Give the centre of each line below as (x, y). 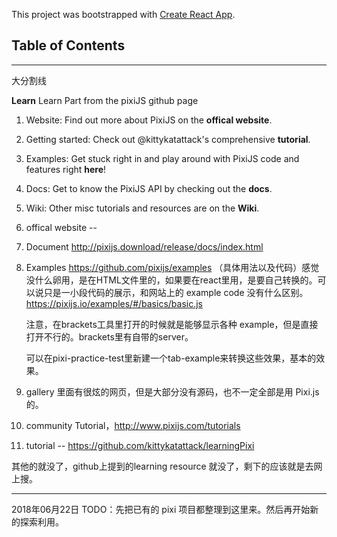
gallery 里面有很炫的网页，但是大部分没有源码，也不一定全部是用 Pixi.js (172, 391)
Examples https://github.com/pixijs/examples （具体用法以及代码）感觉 (172, 267)
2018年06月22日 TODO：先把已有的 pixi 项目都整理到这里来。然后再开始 (161, 509)
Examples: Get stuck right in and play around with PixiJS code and (162, 158)
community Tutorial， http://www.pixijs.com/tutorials (133, 425)
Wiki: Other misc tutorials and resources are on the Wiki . (142, 208)
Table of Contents (68, 45)
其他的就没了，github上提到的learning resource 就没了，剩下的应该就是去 (162, 466)
